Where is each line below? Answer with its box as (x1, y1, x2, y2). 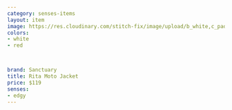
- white (7, 36, 30, 43)
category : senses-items (7, 10, 76, 17)
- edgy (7, 92, 26, 99)
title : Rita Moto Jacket (7, 73, 79, 80)
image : (7, 23, 26, 30)
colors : (7, 29, 30, 36)
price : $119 (7, 79, 41, 86)
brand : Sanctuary (7, 67, 57, 74)
